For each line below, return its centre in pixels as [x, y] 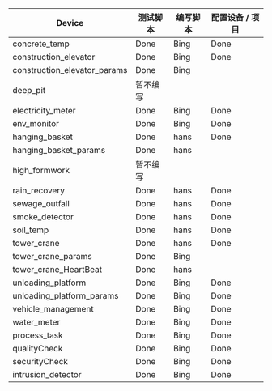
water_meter [36, 322]
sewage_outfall [41, 204]
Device [70, 23]
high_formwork [41, 170]
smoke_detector [43, 217]
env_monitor [36, 123]
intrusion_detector [47, 374]
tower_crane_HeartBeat [57, 269]
